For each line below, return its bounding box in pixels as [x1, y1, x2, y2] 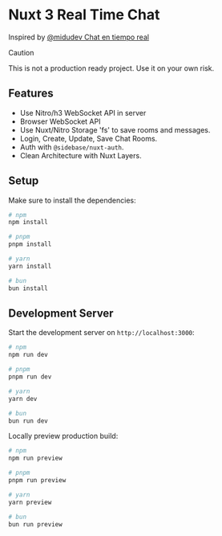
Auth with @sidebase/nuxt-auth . [19, 142, 124, 152]
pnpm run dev [8, 373, 52, 381]
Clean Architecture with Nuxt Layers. [19, 150, 142, 160]
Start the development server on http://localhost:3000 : [8, 328, 195, 338]
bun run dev [8, 416, 48, 425]
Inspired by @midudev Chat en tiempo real [8, 32, 150, 42]
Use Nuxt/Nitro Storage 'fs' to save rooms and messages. [19, 125, 211, 134]
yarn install [8, 262, 52, 270]
